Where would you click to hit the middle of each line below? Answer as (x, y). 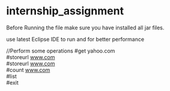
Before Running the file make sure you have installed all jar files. (85, 28)
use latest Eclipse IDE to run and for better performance (75, 39)
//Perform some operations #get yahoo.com (61, 51)
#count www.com (28, 69)
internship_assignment (65, 11)
